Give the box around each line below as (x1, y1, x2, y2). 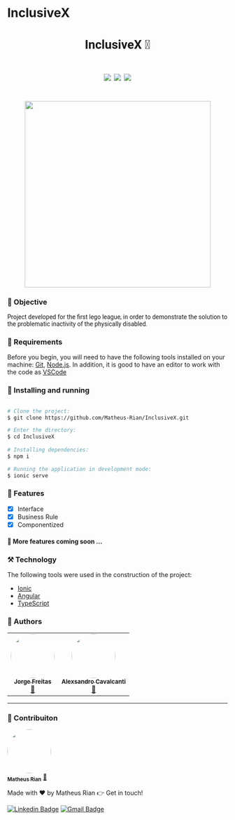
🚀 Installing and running (7, 385, 90, 395)
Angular (17, 591, 41, 600)
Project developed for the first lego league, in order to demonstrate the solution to (7, 313, 228, 321)
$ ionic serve (7, 472, 49, 479)
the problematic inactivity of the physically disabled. (7, 320, 148, 328)
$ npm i (7, 453, 30, 460)
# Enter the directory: (7, 427, 77, 434)
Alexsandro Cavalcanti (62, 677, 126, 686)
